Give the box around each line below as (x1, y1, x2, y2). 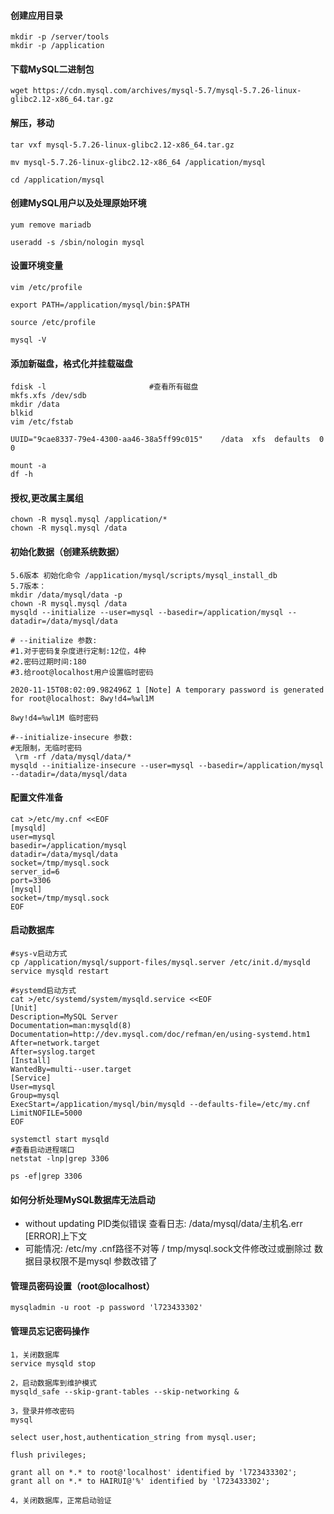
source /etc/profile (10, 318, 97, 328)
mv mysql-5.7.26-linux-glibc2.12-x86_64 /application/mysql (10, 157, 267, 167)
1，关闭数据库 (10, 1350, 60, 1360)
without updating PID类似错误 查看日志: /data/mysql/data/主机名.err (24, 1218, 303, 1230)
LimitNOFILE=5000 (10, 1108, 83, 1119)
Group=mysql (10, 1091, 60, 1101)
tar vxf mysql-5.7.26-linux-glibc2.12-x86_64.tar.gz (10, 140, 235, 150)
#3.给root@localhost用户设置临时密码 (10, 667, 154, 677)
